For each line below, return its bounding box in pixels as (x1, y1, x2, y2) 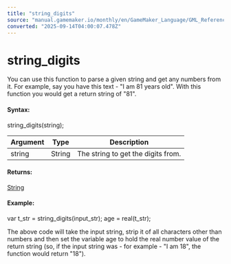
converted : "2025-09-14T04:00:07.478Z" (7, 23, 122, 30)
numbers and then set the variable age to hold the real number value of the (7, 234, 220, 243)
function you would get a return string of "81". (7, 90, 137, 98)
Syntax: (7, 105, 30, 113)
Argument (10, 137, 45, 146)
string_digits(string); (7, 121, 64, 129)
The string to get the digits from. (76, 148, 181, 158)
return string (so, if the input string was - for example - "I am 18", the (7, 242, 201, 250)
